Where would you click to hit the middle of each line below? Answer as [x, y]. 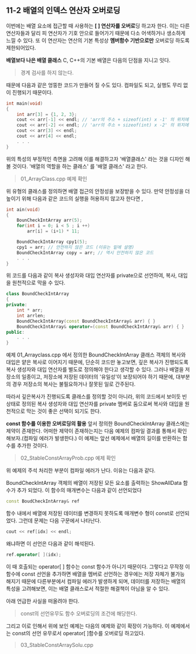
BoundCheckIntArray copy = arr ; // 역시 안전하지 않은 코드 [85, 253]
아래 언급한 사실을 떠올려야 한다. [43, 601]
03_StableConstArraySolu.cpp [57, 645]
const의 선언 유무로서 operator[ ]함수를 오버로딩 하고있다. [78, 633]
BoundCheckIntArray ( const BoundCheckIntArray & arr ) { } [86, 321]
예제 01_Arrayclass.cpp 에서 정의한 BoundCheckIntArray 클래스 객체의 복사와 [96, 355]
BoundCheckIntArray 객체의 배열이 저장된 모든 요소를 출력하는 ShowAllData [94, 483]
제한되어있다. [21, 47]
